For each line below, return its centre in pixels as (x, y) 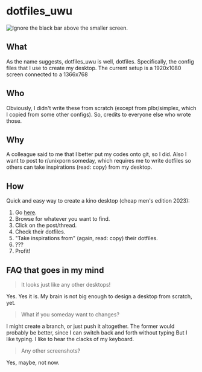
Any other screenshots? (51, 351)
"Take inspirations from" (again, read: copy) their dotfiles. (86, 238)
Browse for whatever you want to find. (62, 219)
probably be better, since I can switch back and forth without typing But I (97, 333)
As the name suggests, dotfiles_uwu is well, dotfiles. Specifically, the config (100, 61)
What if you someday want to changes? (70, 315)
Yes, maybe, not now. (33, 362)
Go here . (26, 212)
